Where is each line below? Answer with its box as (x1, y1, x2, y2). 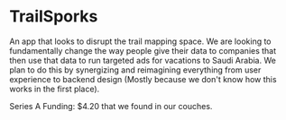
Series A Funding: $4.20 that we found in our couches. (9, 100, 213, 111)
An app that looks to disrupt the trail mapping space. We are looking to (9, 36, 272, 47)
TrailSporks (9, 6, 98, 27)
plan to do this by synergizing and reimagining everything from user (9, 64, 262, 75)
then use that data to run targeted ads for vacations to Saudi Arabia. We (9, 55, 277, 65)
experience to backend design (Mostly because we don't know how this (9, 73, 277, 84)
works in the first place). (9, 83, 100, 94)
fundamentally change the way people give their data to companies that (9, 45, 277, 56)
